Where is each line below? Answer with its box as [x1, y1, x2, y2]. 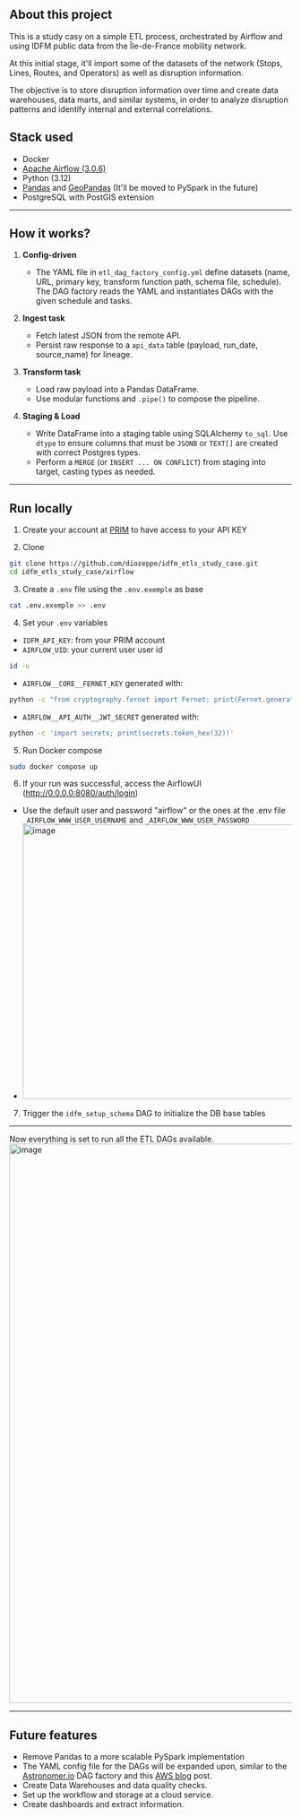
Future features [9, 1727, 98, 1743]
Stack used [9, 130, 73, 145]
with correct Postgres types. [35, 447, 141, 458]
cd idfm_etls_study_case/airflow [9, 568, 134, 577]
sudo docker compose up [9, 762, 99, 771]
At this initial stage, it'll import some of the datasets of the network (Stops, [9, 57, 284, 68]
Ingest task [21, 313, 65, 323]
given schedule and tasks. [35, 296, 133, 306]
